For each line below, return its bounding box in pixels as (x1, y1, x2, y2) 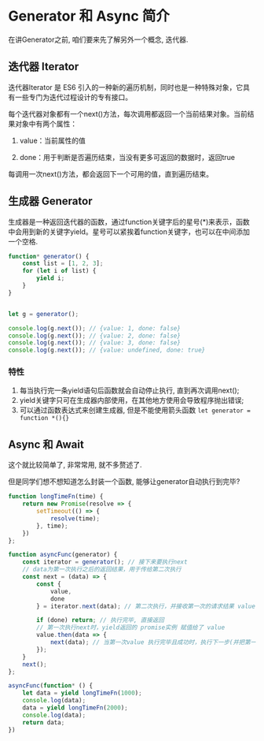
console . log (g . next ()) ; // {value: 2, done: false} (8, 332, 181, 340)
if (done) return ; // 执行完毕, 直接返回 (36, 616, 165, 624)
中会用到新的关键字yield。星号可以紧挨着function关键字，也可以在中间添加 (8, 226, 250, 236)
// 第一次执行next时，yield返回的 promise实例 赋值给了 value (36, 624, 225, 631)
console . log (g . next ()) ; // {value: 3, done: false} (8, 339, 181, 347)
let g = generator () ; (8, 310, 79, 318)
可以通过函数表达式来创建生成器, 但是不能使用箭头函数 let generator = (19, 405, 251, 415)
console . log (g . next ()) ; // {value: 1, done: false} (8, 324, 181, 332)
